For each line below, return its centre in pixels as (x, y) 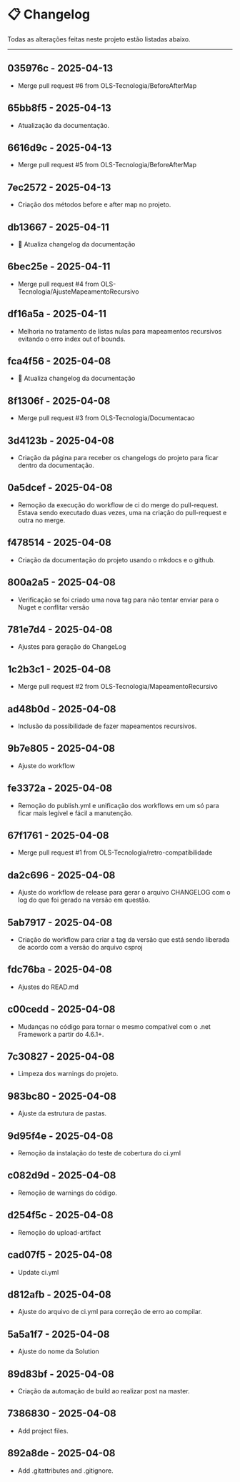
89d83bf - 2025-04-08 (61, 1374)
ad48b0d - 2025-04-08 (62, 709)
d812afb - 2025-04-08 (60, 1294)
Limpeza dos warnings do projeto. (68, 1074)
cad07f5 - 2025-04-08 (60, 1255)
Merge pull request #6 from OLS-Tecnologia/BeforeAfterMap (107, 85)
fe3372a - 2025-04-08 (60, 789)
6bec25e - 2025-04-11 (59, 267)
